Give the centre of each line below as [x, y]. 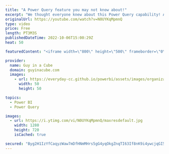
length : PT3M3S [21, 33]
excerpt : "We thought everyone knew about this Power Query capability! [83, 15]
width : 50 [29, 84]
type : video [18, 24]
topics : [13, 98]
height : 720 [27, 130]
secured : [14, 143]
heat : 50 [14, 43]
